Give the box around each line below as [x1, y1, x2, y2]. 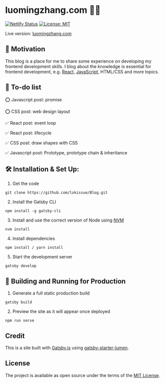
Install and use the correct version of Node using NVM [12, 217, 124, 223]
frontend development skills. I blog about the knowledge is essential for [5, 63, 152, 69]
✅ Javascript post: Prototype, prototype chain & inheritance [5, 150, 128, 155]
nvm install [5, 227, 30, 232]
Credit [5, 331, 25, 340]
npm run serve [5, 318, 35, 323]
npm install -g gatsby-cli [5, 209, 61, 214]
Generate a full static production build [12, 290, 90, 296]
